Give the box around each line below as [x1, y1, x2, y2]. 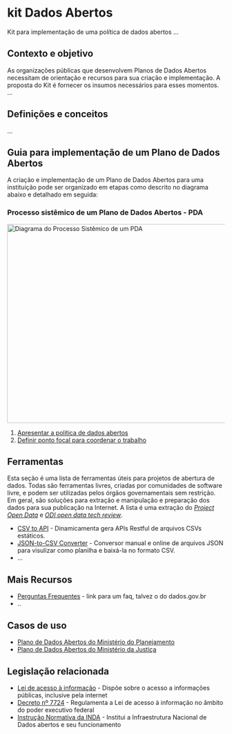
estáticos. [17, 531, 46, 540]
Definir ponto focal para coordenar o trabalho [17, 436, 147, 444]
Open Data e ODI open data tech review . [7, 511, 123, 520]
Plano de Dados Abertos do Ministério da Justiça [17, 645, 157, 654]
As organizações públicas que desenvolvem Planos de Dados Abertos [7, 66, 207, 74]
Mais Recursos [7, 574, 72, 585]
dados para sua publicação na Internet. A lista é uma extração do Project [7, 504, 215, 512]
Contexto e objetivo [7, 48, 94, 59]
